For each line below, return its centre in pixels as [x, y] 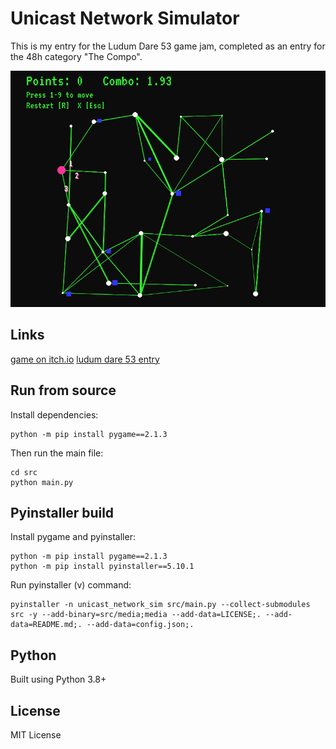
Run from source [63, 390]
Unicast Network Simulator [125, 18]
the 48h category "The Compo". [76, 56]
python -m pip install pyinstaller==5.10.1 [102, 567]
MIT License [36, 735]
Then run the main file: [57, 453]
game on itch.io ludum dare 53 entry [85, 359]
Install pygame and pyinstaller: [73, 537]
